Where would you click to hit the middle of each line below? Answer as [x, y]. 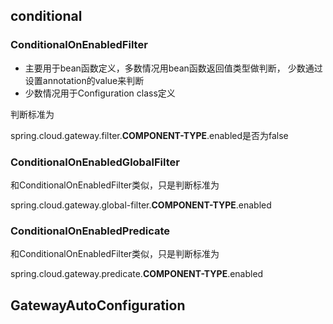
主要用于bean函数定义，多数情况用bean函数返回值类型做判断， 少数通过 [173, 68]
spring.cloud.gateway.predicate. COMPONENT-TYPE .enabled [137, 274]
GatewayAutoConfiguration [98, 305]
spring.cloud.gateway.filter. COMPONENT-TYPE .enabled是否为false [149, 135]
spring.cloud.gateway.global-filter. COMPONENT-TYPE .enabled [141, 205]
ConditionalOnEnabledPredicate [90, 231]
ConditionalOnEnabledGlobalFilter [95, 162]
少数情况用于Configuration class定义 [100, 93]
